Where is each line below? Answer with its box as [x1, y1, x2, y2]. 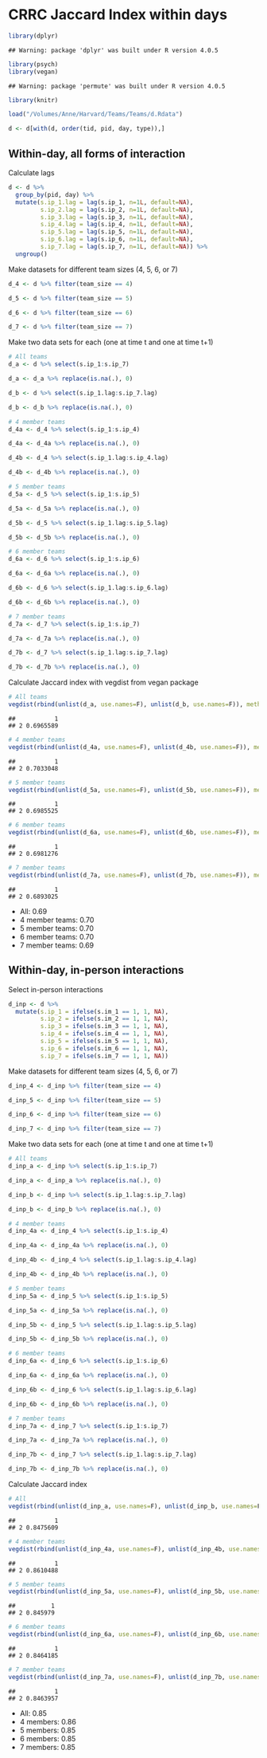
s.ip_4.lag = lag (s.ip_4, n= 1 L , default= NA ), [40, 221, 194, 229]
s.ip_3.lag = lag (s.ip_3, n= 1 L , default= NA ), [40, 213, 194, 221]
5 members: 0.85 [19, 1725, 76, 1735]
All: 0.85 [19, 1708, 48, 1718]
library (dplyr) [8, 32, 59, 40]
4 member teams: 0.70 [19, 915, 95, 924]
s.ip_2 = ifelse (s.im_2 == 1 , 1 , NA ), [40, 1014, 169, 1023]
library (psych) [8, 60, 59, 69]
